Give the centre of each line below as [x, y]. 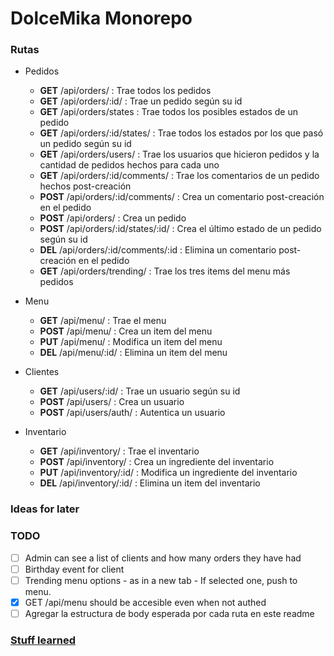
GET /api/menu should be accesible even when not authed [145, 602]
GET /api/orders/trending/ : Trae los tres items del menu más [165, 271]
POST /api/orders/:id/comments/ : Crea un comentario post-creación [182, 197]
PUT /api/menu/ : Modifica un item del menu [131, 342]
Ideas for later [45, 509]
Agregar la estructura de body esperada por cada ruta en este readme [169, 613]
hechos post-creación [85, 186]
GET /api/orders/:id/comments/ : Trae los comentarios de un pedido [179, 176]
